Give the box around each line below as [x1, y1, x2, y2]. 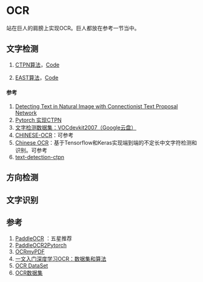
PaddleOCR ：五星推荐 [15, 234, 73, 242]
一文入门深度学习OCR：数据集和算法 [15, 255, 107, 262]
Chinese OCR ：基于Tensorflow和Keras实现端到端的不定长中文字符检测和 [15, 139, 197, 146]
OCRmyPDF [15, 248, 45, 255]
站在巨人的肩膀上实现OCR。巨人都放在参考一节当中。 [6, 24, 140, 31]
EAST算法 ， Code [15, 74, 59, 81]
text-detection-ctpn [15, 153, 65, 160]
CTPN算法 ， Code [15, 61, 59, 68]
